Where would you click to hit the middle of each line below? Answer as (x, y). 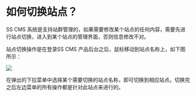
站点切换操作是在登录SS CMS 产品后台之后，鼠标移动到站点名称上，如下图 (96, 49)
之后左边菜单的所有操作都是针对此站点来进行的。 (65, 87)
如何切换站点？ (42, 12)
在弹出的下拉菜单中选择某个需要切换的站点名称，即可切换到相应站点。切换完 (98, 80)
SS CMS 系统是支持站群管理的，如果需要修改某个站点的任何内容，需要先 (93, 29)
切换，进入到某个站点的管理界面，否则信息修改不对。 (85, 36)
